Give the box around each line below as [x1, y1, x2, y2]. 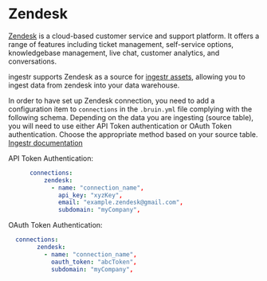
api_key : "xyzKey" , [58, 191, 124, 199]
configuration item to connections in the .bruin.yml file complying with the [8, 104, 253, 114]
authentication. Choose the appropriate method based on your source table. [8, 129, 258, 139]
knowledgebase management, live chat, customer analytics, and [8, 48, 220, 57]
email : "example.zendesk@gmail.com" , [58, 198, 183, 207]
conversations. [8, 57, 57, 66]
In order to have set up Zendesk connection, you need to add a [8, 96, 215, 105]
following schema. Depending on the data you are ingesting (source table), [8, 112, 253, 122]
